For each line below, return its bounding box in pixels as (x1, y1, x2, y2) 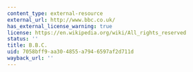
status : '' (7, 36, 39, 43)
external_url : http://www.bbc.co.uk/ (7, 16, 116, 23)
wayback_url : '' (7, 55, 54, 62)
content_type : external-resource (7, 10, 103, 17)
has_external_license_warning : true (7, 23, 112, 29)
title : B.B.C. (7, 42, 48, 49)
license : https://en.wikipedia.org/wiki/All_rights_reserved (7, 29, 187, 36)
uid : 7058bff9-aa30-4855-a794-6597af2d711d (7, 49, 134, 56)
